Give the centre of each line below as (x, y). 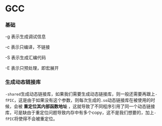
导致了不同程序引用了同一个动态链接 (118, 106)
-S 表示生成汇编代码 (26, 58)
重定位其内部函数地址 (45, 106)
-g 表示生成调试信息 (26, 37)
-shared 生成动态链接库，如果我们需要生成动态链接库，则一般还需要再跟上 (80, 94)
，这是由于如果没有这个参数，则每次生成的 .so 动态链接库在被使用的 (82, 100)
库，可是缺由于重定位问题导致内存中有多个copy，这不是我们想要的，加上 (80, 112)
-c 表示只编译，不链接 (28, 47)
